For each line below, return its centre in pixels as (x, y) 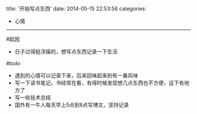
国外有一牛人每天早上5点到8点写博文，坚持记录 (72, 105)
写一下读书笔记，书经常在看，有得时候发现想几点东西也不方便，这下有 (99, 83)
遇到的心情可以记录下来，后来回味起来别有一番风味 (76, 76)
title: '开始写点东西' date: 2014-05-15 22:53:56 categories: (76, 9)
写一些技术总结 (33, 98)
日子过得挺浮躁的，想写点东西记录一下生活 (66, 51)
